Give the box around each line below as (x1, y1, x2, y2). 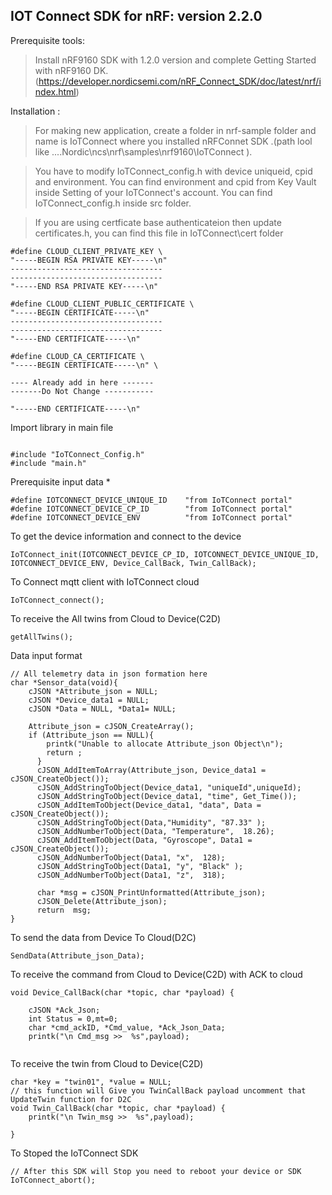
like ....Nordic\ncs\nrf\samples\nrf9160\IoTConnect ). (34, 145, 253, 158)
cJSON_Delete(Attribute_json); (36, 896, 168, 906)
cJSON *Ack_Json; (28, 1005, 101, 1015)
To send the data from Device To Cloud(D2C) (10, 931, 197, 943)
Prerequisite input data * (10, 475, 111, 488)
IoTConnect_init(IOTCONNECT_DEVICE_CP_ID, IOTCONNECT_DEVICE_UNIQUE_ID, (10, 549, 320, 559)
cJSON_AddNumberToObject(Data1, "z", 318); (36, 870, 226, 880)
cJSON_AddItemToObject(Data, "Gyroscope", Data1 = (36, 835, 253, 845)
